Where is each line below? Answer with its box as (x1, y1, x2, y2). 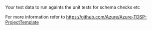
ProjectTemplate (5, 19, 39, 25)
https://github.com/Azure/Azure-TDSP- (66, 14, 147, 19)
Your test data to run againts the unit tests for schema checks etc (5, 4, 140, 10)
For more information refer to (5, 14, 65, 19)
